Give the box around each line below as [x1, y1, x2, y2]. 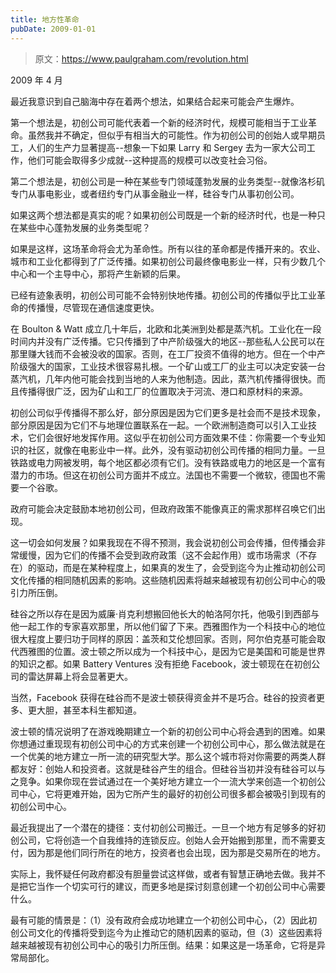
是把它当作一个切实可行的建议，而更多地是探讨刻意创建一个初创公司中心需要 [10, 880, 326, 892]
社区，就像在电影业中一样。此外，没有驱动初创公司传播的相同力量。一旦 [27, 444, 326, 456]
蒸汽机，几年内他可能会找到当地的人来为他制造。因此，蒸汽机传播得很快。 [10, 372, 317, 385]
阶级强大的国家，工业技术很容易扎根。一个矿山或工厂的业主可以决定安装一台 [10, 360, 326, 372]
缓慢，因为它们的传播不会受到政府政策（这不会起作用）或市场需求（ [18, 549, 300, 561]
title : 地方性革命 [10, 14, 80, 25]
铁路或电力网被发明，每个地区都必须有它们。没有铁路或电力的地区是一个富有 [10, 456, 326, 468]
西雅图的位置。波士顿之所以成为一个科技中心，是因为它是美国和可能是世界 [18, 645, 326, 657]
